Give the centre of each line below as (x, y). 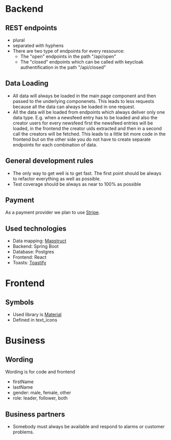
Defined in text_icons (35, 320)
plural (19, 40)
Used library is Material (37, 315)
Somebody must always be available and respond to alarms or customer (89, 427)
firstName (23, 382)
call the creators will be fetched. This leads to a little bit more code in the (89, 134)
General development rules (49, 161)
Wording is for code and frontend (40, 372)
